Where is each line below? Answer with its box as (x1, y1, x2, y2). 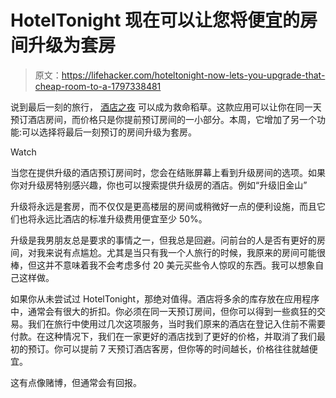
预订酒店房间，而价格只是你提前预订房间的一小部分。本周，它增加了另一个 (10, 113, 317, 125)
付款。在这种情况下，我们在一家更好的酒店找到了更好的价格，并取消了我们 (10, 330, 317, 342)
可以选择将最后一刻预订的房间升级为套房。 (21, 126, 198, 138)
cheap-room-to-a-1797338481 (34, 80, 162, 92)
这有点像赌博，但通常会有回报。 (10, 376, 142, 388)
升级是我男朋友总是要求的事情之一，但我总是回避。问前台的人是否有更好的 (10, 234, 317, 246)
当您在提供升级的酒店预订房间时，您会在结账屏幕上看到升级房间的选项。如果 (10, 166, 326, 178)
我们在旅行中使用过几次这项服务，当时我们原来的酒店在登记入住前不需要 (27, 317, 326, 330)
